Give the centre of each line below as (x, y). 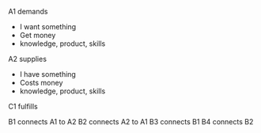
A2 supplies (28, 59)
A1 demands (28, 11)
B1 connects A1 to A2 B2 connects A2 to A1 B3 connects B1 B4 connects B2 (131, 122)
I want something (48, 27)
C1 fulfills (23, 106)
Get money (38, 35)
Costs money (41, 83)
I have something (48, 74)
